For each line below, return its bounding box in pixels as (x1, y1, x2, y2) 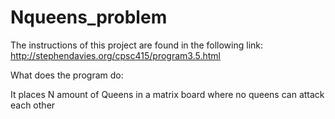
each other (10, 99, 56, 111)
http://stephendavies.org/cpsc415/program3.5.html (10, 49, 221, 61)
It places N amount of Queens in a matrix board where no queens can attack (10, 88, 325, 100)
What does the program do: (10, 69, 124, 81)
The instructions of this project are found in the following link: (10, 39, 264, 51)
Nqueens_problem (10, 6, 168, 29)
